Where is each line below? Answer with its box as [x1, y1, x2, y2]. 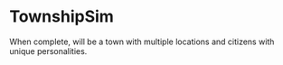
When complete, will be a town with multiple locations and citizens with [9, 36, 275, 47]
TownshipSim [9, 6, 115, 27]
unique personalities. [9, 45, 88, 56]
